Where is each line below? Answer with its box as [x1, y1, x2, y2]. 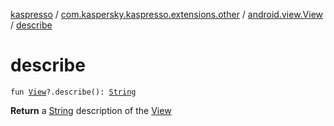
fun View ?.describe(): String [10, 87, 137, 97]
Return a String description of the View [10, 104, 172, 116]
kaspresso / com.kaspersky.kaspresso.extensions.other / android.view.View [10, 9, 324, 20]
